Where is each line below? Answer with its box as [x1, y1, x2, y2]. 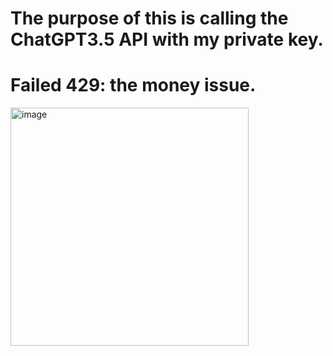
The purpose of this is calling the [10, 7, 289, 30]
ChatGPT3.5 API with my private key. [10, 28, 324, 51]
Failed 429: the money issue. [10, 74, 257, 97]
